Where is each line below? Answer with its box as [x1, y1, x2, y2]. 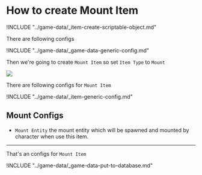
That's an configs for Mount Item [6, 150, 87, 157]
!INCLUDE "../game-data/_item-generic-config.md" [6, 93, 133, 100]
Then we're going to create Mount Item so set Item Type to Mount [6, 58, 165, 66]
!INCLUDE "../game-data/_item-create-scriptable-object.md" [6, 23, 157, 31]
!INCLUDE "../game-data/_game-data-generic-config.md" [6, 46, 149, 54]
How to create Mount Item [6, 4, 139, 17]
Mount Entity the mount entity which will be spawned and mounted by [14, 126, 189, 134]
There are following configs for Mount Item [6, 81, 111, 88]
